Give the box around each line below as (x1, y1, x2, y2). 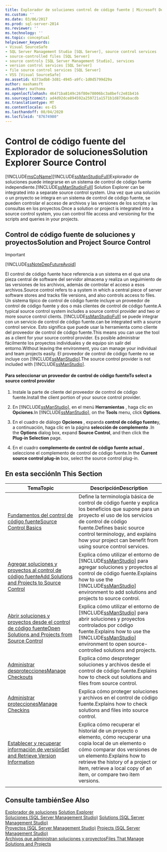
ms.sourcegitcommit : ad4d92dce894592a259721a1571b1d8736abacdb (5, 95, 139, 100)
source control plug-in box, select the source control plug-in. (12, 455, 139, 461)
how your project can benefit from (79, 537, 159, 544)
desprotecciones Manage (7, 667, 66, 674)
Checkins (7, 707, 30, 714)
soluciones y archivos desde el (79, 661, 151, 668)
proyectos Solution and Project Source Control (5, 238, 151, 247)
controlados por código (79, 622, 133, 629)
